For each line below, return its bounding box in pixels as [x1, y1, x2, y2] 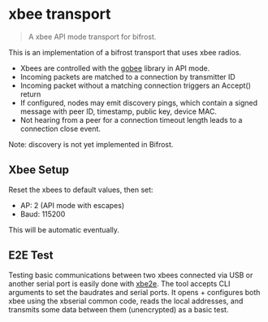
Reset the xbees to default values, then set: [8, 185, 153, 194]
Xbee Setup [8, 163, 69, 177]
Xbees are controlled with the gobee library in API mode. [19, 63, 210, 73]
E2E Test [8, 249, 54, 263]
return [19, 89, 41, 98]
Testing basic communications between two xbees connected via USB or [8, 270, 253, 280]
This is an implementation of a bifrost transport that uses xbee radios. [8, 47, 242, 57]
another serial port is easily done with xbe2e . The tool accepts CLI [8, 278, 231, 289]
